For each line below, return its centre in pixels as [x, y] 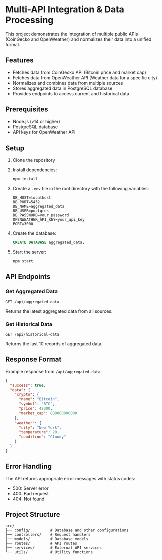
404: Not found [28, 499]
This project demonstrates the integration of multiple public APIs [72, 34]
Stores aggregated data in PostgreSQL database [62, 88]
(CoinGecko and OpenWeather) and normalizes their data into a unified [78, 39]
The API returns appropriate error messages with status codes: [70, 478]
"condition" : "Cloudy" [42, 437]
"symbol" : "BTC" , [37, 404]
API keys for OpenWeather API [44, 132]
